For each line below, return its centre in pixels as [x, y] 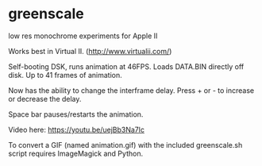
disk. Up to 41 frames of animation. [65, 75]
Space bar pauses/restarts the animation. [76, 114]
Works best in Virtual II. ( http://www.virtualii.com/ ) [90, 51]
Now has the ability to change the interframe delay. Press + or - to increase [131, 90]
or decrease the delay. [45, 98]
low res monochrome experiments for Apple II [83, 36]
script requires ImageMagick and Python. [76, 153]
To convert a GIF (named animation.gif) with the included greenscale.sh [125, 145]
